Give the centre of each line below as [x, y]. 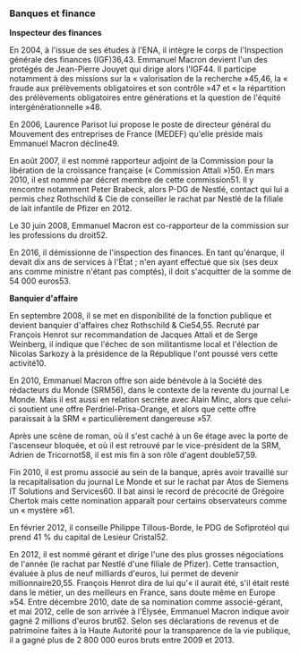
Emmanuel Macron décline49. [64, 144]
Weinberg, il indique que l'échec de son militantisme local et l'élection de [144, 344]
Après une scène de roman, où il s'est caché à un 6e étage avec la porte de [149, 436]
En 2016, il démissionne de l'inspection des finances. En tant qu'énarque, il [147, 252]
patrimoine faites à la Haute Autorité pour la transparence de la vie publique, [150, 631]
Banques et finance [52, 13]
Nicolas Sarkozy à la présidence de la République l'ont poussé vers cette [144, 354]
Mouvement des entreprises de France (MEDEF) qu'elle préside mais [136, 134]
